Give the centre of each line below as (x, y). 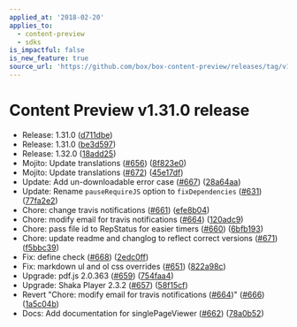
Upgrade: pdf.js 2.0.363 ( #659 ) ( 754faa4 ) (98, 276)
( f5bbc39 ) (40, 247)
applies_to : (31, 26)
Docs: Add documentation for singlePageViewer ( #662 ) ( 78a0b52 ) (143, 313)
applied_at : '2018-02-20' (57, 17)
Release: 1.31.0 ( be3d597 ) (69, 144)
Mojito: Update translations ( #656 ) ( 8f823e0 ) (104, 163)
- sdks (29, 42)
